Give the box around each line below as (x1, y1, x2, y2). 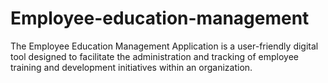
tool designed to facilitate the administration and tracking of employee (10, 50, 299, 62)
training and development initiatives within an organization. (10, 61, 253, 73)
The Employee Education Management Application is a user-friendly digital (10, 40, 319, 52)
